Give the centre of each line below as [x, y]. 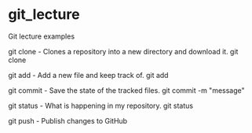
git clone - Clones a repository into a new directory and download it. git [123, 51]
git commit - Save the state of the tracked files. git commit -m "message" [126, 90]
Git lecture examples [42, 36]
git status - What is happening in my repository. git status [101, 105]
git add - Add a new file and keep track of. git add [88, 75]
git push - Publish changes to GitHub [68, 120]
